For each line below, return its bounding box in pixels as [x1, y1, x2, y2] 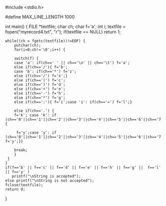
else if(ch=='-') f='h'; [14, 91, 66, 96]
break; [14, 148, 28, 153]
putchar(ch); [14, 43, 41, 48]
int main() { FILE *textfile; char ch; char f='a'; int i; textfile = [5, 23, 126, 29]
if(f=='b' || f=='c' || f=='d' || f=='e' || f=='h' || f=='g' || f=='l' [5, 165, 162, 170]
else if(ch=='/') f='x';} [14, 73, 68, 78]
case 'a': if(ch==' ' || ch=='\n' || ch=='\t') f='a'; [14, 60, 130, 65]
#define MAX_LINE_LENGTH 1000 [5, 14, 75, 19]
